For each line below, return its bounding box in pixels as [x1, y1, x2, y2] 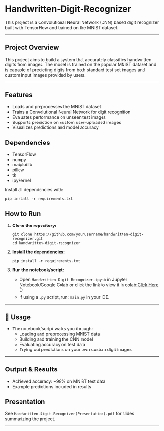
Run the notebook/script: [12, 267, 64, 273]
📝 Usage [5, 313, 31, 321]
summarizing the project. [5, 416, 55, 422]
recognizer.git [12, 236, 43, 241]
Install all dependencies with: [5, 187, 63, 193]
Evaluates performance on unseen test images [12, 114, 106, 120]
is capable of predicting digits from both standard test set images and [5, 67, 145, 73]
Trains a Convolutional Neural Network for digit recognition [12, 109, 131, 115]
